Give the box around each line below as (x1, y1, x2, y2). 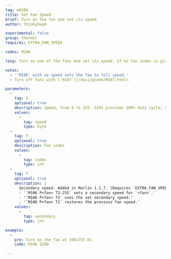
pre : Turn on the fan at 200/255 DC (14, 237, 93, 242)
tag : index (23, 157, 47, 163)
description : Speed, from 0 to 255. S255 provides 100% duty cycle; (14, 105, 163, 110)
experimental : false (5, 31, 49, 36)
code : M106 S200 (14, 242, 49, 247)
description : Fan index (14, 143, 65, 148)
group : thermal (5, 36, 38, 41)
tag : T (14, 171, 28, 177)
